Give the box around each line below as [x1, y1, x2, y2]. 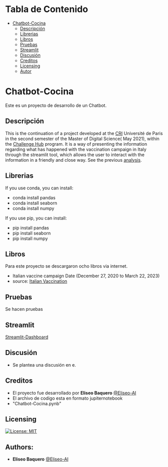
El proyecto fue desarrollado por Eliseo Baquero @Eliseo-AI [12, 390, 136, 396]
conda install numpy [12, 205, 55, 211]
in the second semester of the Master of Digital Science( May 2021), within [5, 136, 159, 142]
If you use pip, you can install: [5, 215, 67, 221]
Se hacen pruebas [5, 306, 43, 312]
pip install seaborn [12, 230, 51, 236]
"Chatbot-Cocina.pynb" [12, 400, 62, 406]
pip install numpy [12, 235, 48, 242]
